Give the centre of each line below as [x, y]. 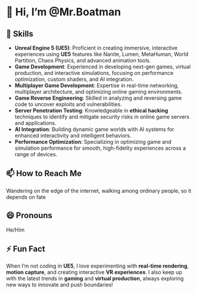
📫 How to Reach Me [44, 174]
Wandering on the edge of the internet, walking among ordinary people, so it [99, 190]
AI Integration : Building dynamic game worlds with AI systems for [94, 129]
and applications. [36, 123]
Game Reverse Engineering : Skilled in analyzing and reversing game [98, 98]
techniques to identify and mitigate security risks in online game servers [102, 117]
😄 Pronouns [29, 215]
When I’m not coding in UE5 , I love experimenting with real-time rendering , [98, 266]
